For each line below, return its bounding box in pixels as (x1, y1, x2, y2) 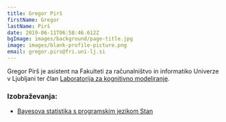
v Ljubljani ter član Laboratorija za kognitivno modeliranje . (7, 74, 170, 82)
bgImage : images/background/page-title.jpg (7, 36, 134, 42)
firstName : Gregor (7, 16, 60, 23)
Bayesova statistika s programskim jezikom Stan (16, 107, 153, 115)
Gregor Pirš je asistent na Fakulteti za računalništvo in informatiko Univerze (7, 66, 219, 75)
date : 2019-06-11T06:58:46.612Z (7, 29, 99, 36)
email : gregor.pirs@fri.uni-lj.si (7, 49, 106, 56)
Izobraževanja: (7, 91, 58, 101)
